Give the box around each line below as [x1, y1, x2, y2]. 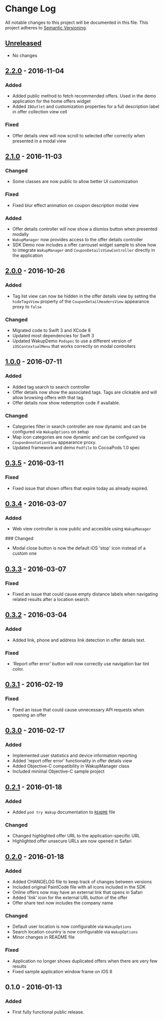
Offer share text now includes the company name [12, 900, 113, 906]
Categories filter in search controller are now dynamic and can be [12, 423, 147, 429]
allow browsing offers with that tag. [12, 394, 85, 401]
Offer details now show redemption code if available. [12, 400, 120, 406]
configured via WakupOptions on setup [12, 428, 89, 434]
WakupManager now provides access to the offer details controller [12, 237, 143, 243]
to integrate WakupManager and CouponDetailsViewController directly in [12, 247, 155, 253]
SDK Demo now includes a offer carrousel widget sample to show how [12, 242, 157, 248]
